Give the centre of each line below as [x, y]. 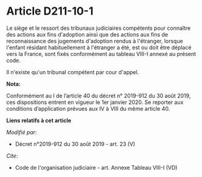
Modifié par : [22, 132]
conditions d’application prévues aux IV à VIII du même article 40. [88, 108]
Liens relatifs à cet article [39, 120]
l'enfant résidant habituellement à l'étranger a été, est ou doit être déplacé [99, 47]
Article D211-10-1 [50, 11]
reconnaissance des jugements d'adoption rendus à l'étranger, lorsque [95, 41]
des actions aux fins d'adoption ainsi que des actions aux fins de [87, 34]
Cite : [12, 156]
